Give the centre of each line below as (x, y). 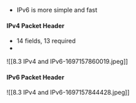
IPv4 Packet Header (36, 25)
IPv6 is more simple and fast (57, 10)
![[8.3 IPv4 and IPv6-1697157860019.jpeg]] (67, 62)
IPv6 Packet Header (36, 77)
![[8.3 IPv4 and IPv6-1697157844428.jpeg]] (68, 93)
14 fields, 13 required (46, 41)
